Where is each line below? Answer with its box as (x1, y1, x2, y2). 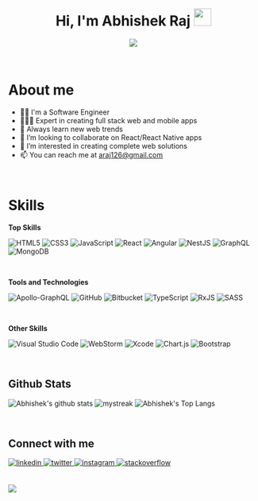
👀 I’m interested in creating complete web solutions (19, 141, 188, 150)
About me (8, 81, 75, 99)
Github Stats (8, 378, 71, 391)
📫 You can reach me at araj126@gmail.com (19, 150, 164, 159)
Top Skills (8, 223, 41, 232)
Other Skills (8, 323, 48, 333)
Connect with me (8, 437, 95, 451)
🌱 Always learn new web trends (19, 124, 123, 134)
